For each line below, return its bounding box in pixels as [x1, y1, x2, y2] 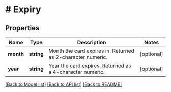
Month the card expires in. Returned [48, 47, 135, 54]
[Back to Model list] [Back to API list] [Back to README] [5, 81, 122, 87]
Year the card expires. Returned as [48, 62, 131, 69]
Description [77, 39, 106, 46]
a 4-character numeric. [48, 69, 105, 75]
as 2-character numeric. [48, 54, 108, 60]
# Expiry [5, 4, 41, 15]
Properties [5, 24, 40, 33]
